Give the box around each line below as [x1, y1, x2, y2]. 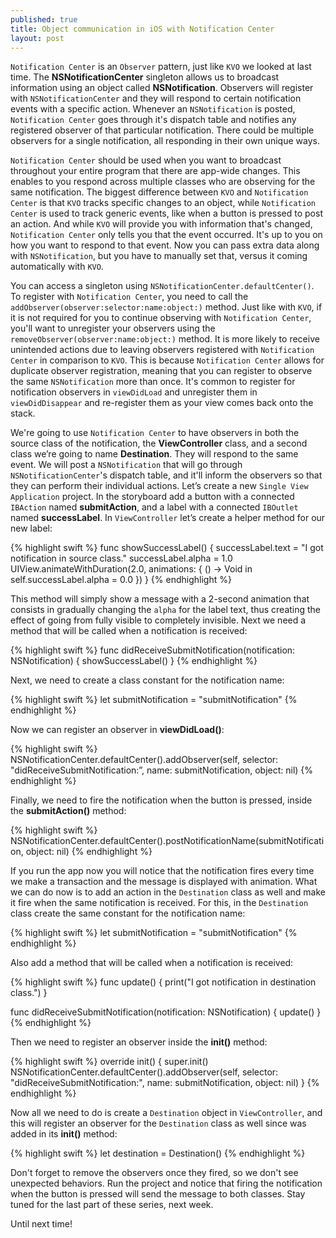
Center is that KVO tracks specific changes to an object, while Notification [10, 197, 316, 209]
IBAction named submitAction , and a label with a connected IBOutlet [10, 501, 299, 513]
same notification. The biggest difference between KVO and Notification [10, 186, 309, 198]
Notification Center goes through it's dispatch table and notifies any [10, 114, 297, 126]
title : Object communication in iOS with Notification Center [10, 24, 275, 34]
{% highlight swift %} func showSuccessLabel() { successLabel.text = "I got [10, 542, 324, 554]
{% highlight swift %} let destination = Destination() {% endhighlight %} [10, 1147, 306, 1160]
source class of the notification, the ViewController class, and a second [10, 437, 308, 450]
